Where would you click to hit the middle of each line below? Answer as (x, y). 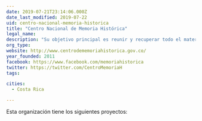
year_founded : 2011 (31, 56)
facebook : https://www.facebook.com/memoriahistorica (75, 62)
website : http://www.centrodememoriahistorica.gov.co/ (76, 51)
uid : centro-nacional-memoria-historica (58, 23)
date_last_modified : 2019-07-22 (47, 17)
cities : (16, 84)
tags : (13, 73)
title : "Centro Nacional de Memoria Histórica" (67, 28)
